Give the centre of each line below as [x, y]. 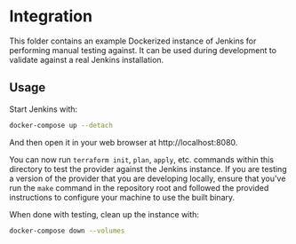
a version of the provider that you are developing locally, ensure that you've [148, 178]
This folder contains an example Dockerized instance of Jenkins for [133, 41]
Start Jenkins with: [44, 109]
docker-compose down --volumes [67, 231]
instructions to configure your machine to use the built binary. [122, 197]
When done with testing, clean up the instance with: [104, 214]
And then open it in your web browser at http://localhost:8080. [124, 142]
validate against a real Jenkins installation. [87, 59]
